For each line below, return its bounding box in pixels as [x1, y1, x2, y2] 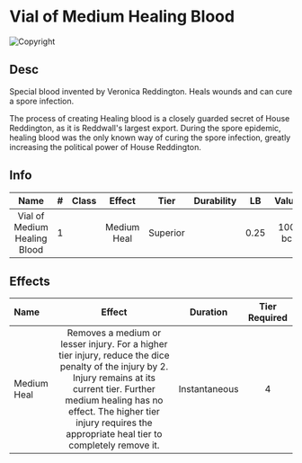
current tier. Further [72, 383, 155, 396]
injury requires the [75, 416, 153, 429]
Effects [9, 273, 51, 289]
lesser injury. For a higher [60, 338, 168, 351]
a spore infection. [9, 95, 75, 106]
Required [247, 312, 288, 325]
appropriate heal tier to [66, 428, 163, 441]
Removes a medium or [67, 326, 162, 339]
